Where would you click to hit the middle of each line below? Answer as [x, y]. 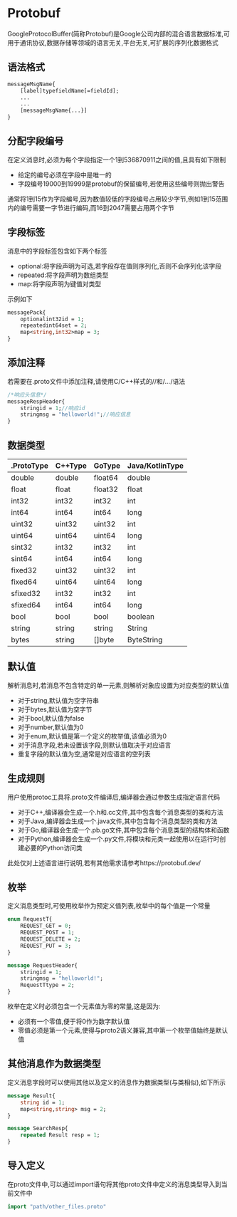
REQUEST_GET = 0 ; [46, 926]
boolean [141, 616]
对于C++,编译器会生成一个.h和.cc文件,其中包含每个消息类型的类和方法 [120, 812]
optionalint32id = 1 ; [52, 319]
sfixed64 [26, 605]
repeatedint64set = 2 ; [54, 325]
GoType [107, 466]
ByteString [145, 640]
